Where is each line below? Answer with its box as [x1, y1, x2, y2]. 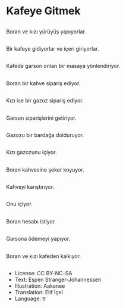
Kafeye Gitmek [6, 4, 81, 18]
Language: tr [14, 295, 46, 302]
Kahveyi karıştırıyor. [6, 183, 55, 191]
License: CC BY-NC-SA [14, 270, 73, 277]
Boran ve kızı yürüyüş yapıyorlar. [6, 28, 86, 35]
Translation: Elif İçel [14, 289, 64, 296]
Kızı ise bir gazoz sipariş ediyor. [6, 97, 84, 104]
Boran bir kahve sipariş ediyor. [6, 79, 81, 87]
